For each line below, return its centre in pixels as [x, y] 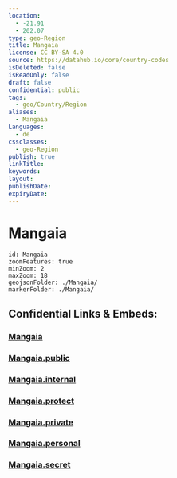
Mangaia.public [39, 358]
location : [25, 16]
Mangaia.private [41, 422]
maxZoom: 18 [28, 275]
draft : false [30, 82]
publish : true [32, 156]
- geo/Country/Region [51, 105]
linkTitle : [26, 164]
